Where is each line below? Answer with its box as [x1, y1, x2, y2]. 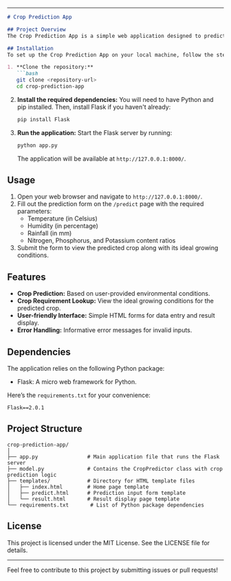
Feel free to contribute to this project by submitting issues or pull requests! [7, 566, 219, 574]
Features [7, 271, 46, 283]
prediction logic [7, 471, 57, 478]
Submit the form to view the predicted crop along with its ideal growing [16, 244, 219, 252]
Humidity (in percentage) [27, 222, 98, 230]
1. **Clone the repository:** [7, 63, 94, 71]
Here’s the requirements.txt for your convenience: [7, 391, 151, 400]
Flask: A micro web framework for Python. [16, 378, 137, 386]
